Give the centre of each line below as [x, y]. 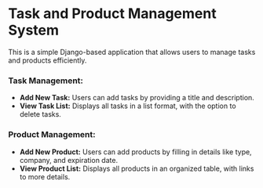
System [34, 30]
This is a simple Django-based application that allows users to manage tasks [132, 52]
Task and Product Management [113, 14]
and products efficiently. [47, 60]
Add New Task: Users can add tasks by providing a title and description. [137, 98]
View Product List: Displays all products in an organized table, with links [137, 168]
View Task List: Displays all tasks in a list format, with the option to [128, 106]
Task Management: [46, 81]
